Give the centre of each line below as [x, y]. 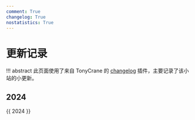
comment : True [23, 11]
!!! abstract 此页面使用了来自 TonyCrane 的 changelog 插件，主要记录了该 [95, 71]
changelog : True [26, 17]
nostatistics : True [30, 22]
